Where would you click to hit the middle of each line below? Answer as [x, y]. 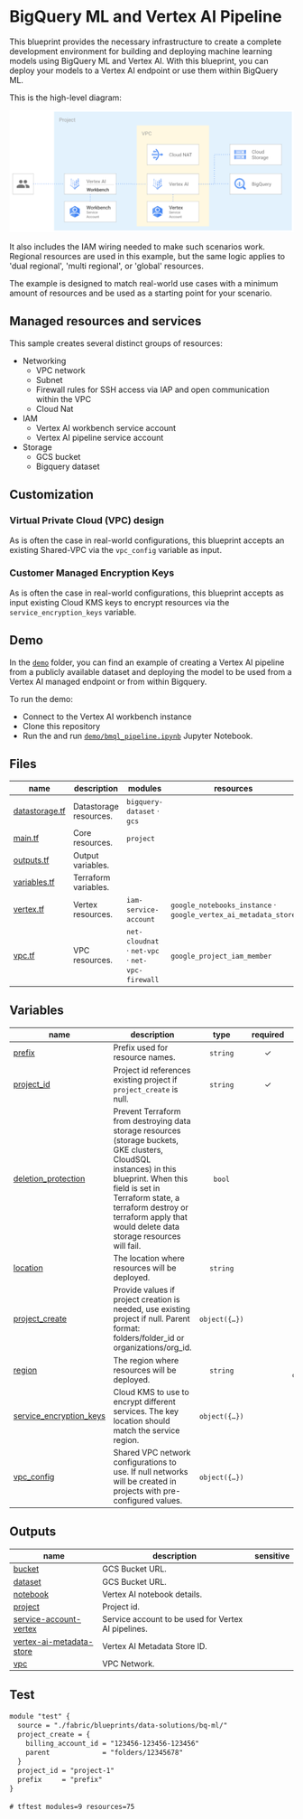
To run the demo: [41, 699]
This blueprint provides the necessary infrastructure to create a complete [146, 42]
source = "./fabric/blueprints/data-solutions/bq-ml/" [123, 1726]
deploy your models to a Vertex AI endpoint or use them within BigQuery [144, 70]
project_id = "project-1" [66, 1771]
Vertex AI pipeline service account [100, 437]
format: [127, 1328]
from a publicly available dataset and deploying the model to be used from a [151, 671]
